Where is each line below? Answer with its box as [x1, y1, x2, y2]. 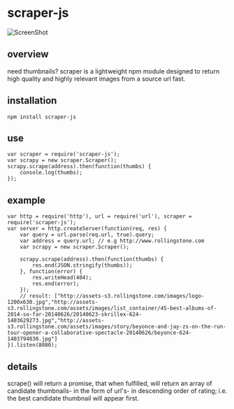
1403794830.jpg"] [7, 335, 58, 342]
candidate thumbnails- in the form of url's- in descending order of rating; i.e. [7, 387, 228, 395]
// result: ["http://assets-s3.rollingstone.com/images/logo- [20, 293, 205, 300]
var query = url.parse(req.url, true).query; [20, 231, 155, 239]
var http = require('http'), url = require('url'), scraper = [7, 213, 192, 220]
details [7, 361, 38, 373]
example [7, 194, 46, 206]
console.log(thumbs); [20, 169, 82, 176]
